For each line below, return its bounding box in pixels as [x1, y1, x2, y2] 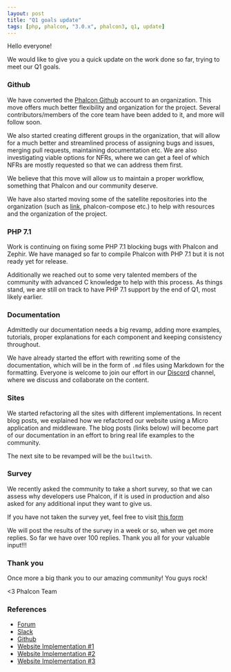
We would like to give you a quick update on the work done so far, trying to [7, 55, 220, 64]
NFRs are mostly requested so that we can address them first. [7, 161, 183, 169]
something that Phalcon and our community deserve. [7, 181, 159, 190]
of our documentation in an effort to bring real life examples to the [7, 430, 195, 439]
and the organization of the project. [7, 209, 108, 218]
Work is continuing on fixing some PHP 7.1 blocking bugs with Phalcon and [7, 242, 219, 251]
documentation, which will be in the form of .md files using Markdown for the [7, 361, 225, 370]
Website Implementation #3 [17, 657, 96, 665]
